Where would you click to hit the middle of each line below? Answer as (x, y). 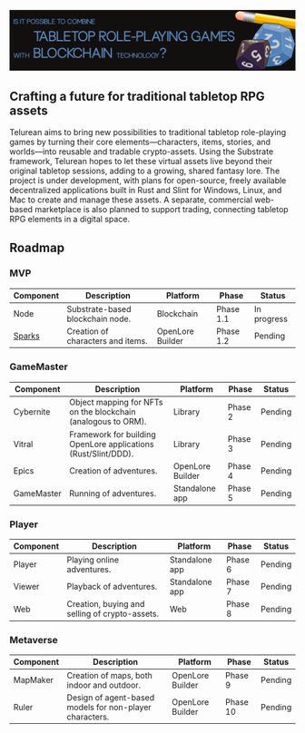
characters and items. (107, 340)
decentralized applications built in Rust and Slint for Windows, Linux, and (146, 191)
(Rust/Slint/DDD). (102, 454)
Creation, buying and (106, 604)
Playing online (93, 560)
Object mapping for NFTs (116, 402)
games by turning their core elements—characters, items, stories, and (140, 142)
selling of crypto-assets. (113, 614)
